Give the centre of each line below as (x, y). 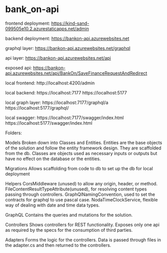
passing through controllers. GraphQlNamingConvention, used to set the (80, 194)
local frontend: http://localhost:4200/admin (50, 83)
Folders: (14, 133)
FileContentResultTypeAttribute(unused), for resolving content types (76, 189)
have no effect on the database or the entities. (53, 159)
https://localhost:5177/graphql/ (37, 108)
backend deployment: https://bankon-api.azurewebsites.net (67, 38)
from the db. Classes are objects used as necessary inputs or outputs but (81, 153)
